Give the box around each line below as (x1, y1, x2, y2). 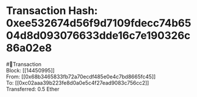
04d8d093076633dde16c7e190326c (6, 29, 191, 42)
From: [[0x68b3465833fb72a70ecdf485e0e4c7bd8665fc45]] (6, 73, 156, 80)
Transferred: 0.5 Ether (6, 85, 60, 92)
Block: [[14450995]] (6, 67, 55, 74)
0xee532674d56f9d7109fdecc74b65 (6, 16, 192, 30)
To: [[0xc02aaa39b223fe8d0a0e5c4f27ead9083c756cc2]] (6, 79, 149, 86)
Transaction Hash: (6, 4, 98, 18)
